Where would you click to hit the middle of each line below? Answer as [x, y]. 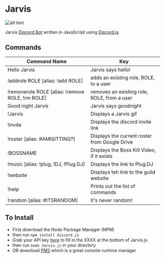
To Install [19, 218]
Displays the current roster [121, 136]
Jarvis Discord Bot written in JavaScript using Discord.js [62, 32]
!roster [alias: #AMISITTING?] [41, 139]
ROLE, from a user [111, 98]
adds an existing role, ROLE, [123, 77]
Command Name [47, 61]
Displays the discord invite [121, 122]
